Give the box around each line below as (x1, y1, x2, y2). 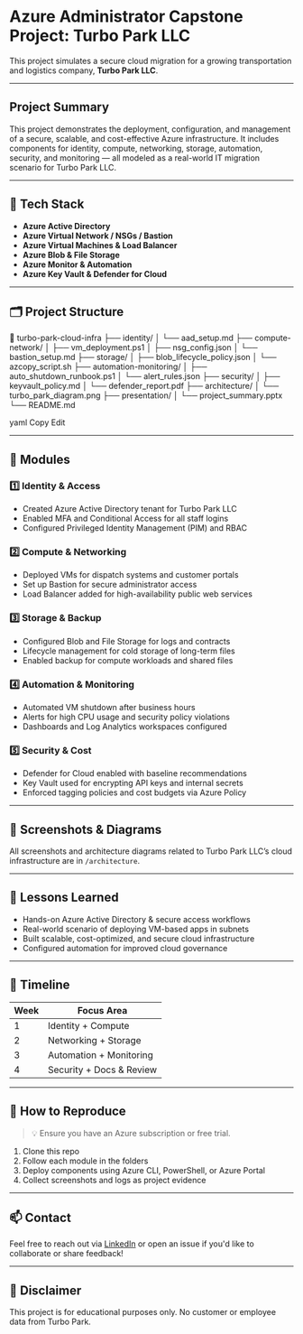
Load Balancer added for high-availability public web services (22, 588, 252, 599)
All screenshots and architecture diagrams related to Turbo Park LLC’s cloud (9, 846, 293, 857)
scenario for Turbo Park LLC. (9, 162, 117, 172)
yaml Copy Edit (9, 417, 66, 428)
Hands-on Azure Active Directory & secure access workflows (22, 913, 251, 924)
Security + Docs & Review (48, 1063, 158, 1076)
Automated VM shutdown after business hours (22, 701, 196, 712)
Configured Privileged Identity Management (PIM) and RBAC (22, 523, 248, 533)
